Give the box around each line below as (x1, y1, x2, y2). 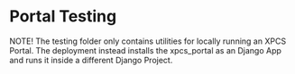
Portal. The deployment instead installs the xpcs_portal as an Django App (9, 45, 282, 55)
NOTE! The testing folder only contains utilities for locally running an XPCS (9, 36, 287, 46)
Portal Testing (9, 6, 117, 27)
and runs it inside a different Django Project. (9, 54, 173, 65)
